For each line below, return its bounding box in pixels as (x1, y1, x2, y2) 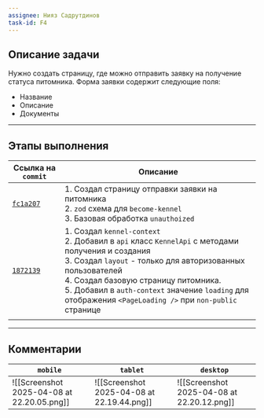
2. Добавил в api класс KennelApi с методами (64, 236, 240, 247)
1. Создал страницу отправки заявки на (64, 184, 218, 195)
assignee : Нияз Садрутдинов (8, 11, 101, 20)
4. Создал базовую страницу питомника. (64, 275, 222, 286)
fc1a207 (12, 200, 41, 208)
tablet (119, 365, 145, 374)
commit (22, 172, 47, 181)
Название (19, 92, 53, 102)
